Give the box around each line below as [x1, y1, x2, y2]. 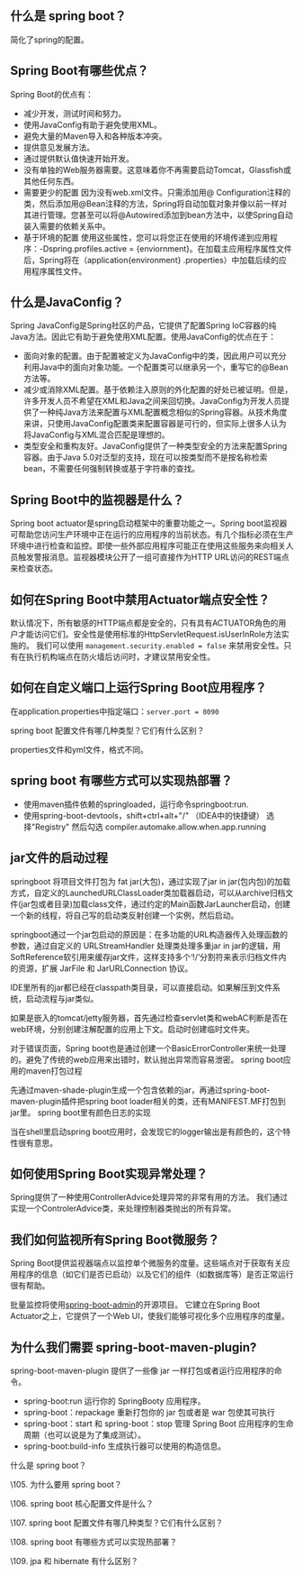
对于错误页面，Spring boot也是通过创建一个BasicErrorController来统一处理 [10, 1042, 287, 1053]
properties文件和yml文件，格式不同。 [10, 744, 149, 755]
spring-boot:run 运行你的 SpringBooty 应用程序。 [22, 1396, 206, 1406]
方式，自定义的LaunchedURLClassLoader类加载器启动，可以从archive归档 [10, 887, 286, 898]
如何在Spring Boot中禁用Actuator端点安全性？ [10, 591, 271, 607]
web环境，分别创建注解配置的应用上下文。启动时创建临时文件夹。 [10, 1023, 254, 1034]
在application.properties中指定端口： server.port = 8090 [10, 706, 219, 717]
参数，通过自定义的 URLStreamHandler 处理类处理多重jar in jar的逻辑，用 [10, 940, 281, 951]
